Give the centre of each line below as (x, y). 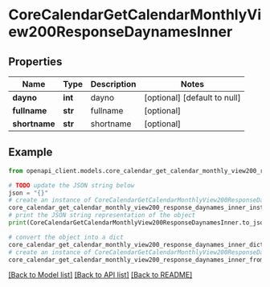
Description (113, 84)
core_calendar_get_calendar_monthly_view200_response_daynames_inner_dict (136, 244)
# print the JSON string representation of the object (102, 215)
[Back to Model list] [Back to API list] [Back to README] (100, 275)
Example (31, 152)
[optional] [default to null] (192, 98)
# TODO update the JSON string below (72, 185)
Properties (35, 61)
